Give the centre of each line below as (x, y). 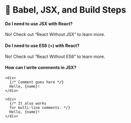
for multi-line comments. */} (40, 107)
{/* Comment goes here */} (37, 82)
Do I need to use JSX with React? (39, 23)
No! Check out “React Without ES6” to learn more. (55, 56)
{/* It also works (28, 103)
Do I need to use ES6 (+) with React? (42, 45)
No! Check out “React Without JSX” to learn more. (55, 35)
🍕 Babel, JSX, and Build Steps (65, 10)
